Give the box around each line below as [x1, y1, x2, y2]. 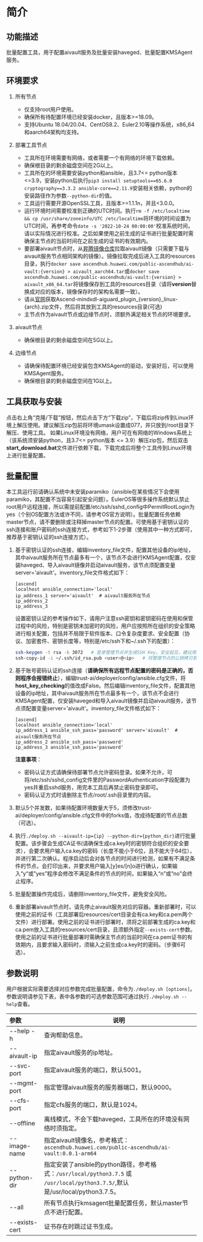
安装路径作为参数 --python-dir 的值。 [24, 192, 115, 199]
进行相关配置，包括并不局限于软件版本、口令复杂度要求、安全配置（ [14, 630, 185, 637]
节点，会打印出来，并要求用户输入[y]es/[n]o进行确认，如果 [25, 863, 173, 870]
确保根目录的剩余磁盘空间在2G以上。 [24, 162, 117, 169]
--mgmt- [9, 1079, 38, 1087]
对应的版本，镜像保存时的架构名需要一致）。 [34, 288, 144, 295]
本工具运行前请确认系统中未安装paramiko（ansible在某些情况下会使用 [6, 488, 180, 495]
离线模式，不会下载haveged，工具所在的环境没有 [43, 1115, 184, 1123]
